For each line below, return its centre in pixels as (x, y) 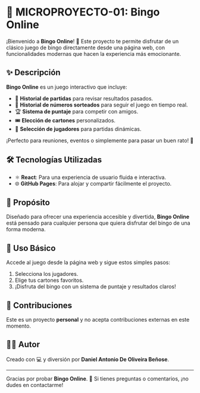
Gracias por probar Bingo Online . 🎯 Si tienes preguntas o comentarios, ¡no (98, 378)
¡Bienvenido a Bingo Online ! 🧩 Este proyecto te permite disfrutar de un (93, 41)
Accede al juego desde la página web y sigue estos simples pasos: (88, 262)
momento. (19, 326)
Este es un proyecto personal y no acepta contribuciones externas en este (98, 320)
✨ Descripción (33, 73)
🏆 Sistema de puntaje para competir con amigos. (76, 111)
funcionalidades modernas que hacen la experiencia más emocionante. (94, 54)
